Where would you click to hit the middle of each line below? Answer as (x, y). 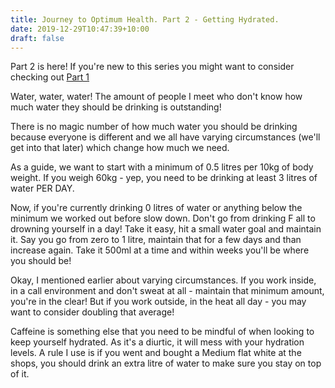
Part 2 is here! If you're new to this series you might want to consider (152, 67)
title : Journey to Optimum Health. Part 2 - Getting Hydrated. (145, 19)
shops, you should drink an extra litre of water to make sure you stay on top (166, 363)
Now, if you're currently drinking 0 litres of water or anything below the (156, 208)
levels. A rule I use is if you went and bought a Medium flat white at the (156, 353)
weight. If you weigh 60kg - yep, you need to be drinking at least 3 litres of (164, 178)
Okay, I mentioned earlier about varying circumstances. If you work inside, (163, 280)
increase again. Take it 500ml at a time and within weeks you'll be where (160, 250)
